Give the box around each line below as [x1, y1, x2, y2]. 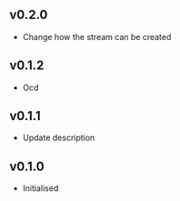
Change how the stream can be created [22, 31, 172, 42]
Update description [22, 132, 95, 144]
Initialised [22, 183, 59, 194]
